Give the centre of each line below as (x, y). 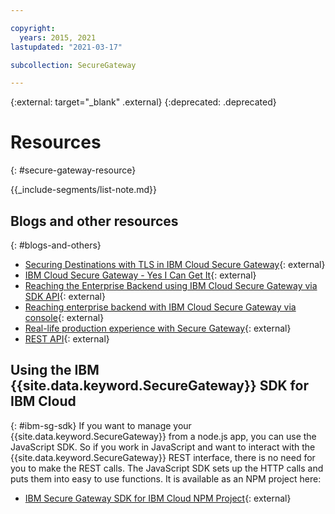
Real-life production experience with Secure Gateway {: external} (158, 328)
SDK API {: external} (65, 296)
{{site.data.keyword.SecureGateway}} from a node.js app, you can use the (163, 436)
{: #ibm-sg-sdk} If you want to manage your (101, 425)
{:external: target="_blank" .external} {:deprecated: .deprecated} (143, 102)
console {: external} (64, 317)
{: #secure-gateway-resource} (73, 170)
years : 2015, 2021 (58, 37)
